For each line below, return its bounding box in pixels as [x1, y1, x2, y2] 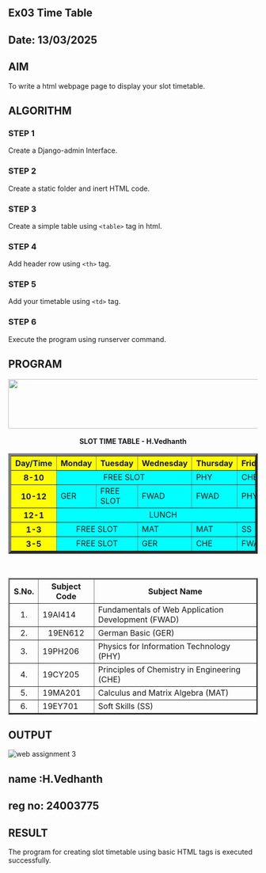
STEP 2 [8, 165, 37, 176]
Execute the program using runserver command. [8, 334, 166, 344]
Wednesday [141, 457, 188, 469]
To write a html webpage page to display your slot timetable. [8, 81, 206, 90]
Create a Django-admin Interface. [8, 146, 118, 155]
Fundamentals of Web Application [97, 604, 224, 615]
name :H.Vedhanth [8, 772, 103, 786]
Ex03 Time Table [8, 6, 93, 20]
